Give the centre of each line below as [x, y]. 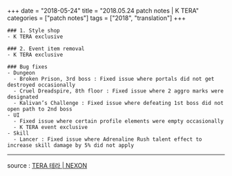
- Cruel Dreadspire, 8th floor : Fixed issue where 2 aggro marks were [119, 91]
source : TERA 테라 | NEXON [47, 165]
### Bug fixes [28, 67]
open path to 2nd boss [40, 109]
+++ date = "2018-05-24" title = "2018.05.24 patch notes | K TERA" [103, 11]
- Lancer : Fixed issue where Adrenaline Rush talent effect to [108, 139]
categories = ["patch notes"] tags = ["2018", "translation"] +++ [97, 18]
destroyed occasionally [41, 85]
